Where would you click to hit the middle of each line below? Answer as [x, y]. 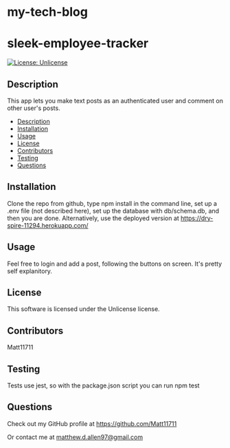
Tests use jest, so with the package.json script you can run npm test [104, 385]
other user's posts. [34, 108]
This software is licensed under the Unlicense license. [83, 309]
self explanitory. [30, 271]
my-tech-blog [47, 12]
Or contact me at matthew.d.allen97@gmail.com [75, 437]
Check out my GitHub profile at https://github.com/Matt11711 [92, 423]
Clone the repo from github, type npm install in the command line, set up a [112, 203]
